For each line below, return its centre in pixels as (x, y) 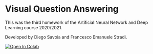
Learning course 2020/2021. (34, 27)
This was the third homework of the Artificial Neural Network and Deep (76, 22)
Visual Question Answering (62, 9)
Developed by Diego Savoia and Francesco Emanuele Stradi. (66, 37)
